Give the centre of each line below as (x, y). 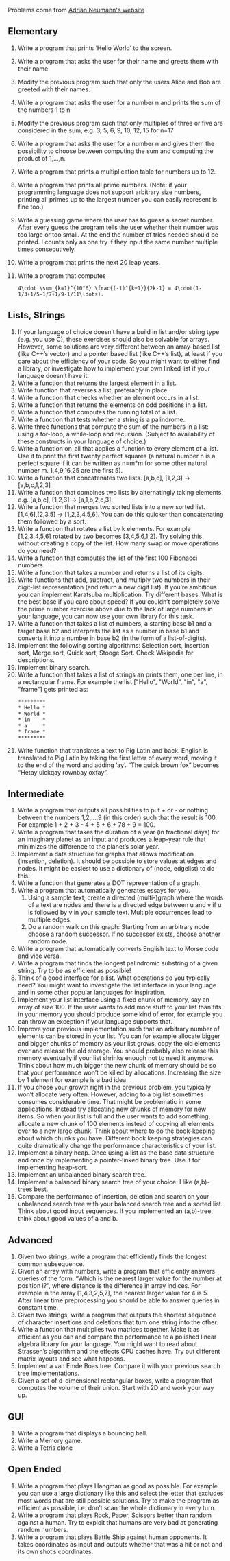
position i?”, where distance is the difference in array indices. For (109, 1286)
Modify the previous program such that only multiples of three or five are (120, 123)
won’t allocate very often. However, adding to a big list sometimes (111, 1094)
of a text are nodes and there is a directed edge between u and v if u (125, 905)
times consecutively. (47, 249)
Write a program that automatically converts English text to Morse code (118, 949)
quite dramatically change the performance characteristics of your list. (117, 1146)
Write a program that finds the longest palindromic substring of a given (118, 963)
